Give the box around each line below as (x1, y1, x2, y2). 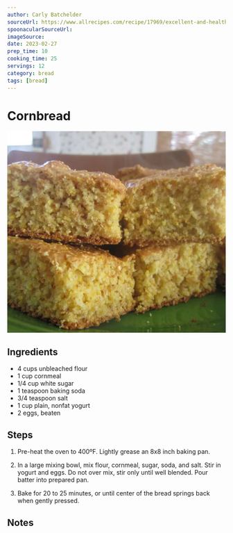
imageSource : (7, 33, 45, 40)
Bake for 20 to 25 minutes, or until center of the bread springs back (17, 489, 210, 498)
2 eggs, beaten (17, 409, 61, 417)
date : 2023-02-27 (7, 40, 58, 48)
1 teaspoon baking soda (17, 386, 85, 395)
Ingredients (7, 346, 58, 358)
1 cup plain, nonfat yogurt (17, 402, 90, 410)
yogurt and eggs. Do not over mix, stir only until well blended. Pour (17, 468, 208, 477)
